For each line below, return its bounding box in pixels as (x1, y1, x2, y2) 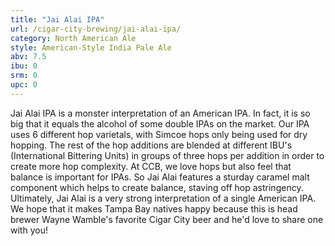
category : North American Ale (10, 33, 137, 43)
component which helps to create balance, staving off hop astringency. (10, 181, 304, 193)
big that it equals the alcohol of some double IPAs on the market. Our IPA (10, 117, 310, 130)
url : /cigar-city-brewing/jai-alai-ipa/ (10, 24, 182, 34)
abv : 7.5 (10, 52, 47, 62)
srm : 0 (10, 71, 38, 81)
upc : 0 (10, 80, 38, 90)
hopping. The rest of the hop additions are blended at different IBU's (10, 139, 293, 151)
